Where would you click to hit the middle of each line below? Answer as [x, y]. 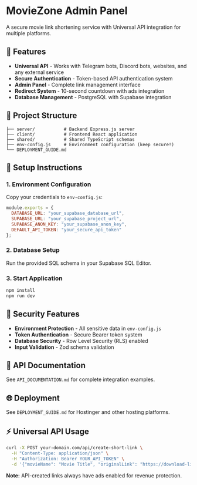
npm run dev [21, 296]
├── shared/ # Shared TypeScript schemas [70, 139]
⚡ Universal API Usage [47, 431]
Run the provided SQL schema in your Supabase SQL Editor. [79, 263]
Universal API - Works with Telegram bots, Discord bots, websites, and [101, 66]
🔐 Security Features [43, 314]
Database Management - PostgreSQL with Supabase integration [93, 97]
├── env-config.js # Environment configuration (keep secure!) [90, 144]
